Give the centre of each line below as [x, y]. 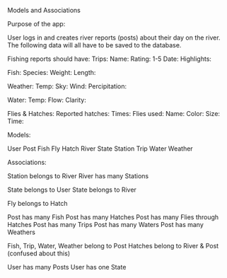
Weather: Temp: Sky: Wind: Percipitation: [67, 86]
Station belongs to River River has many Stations [78, 176]
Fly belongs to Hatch [37, 203]
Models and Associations [44, 10]
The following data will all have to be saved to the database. [94, 45]
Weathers [21, 232]
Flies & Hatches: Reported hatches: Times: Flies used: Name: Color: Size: [114, 114]
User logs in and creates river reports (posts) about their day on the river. [114, 37]
